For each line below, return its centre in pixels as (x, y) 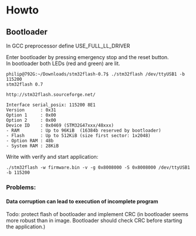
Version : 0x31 (31, 110)
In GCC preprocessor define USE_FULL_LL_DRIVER (68, 46)
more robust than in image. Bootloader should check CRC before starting (94, 221)
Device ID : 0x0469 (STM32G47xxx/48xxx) (60, 125)
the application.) (26, 227)
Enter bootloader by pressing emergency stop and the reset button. (87, 57)
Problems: (21, 187)
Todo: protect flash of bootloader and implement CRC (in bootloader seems (97, 214)
